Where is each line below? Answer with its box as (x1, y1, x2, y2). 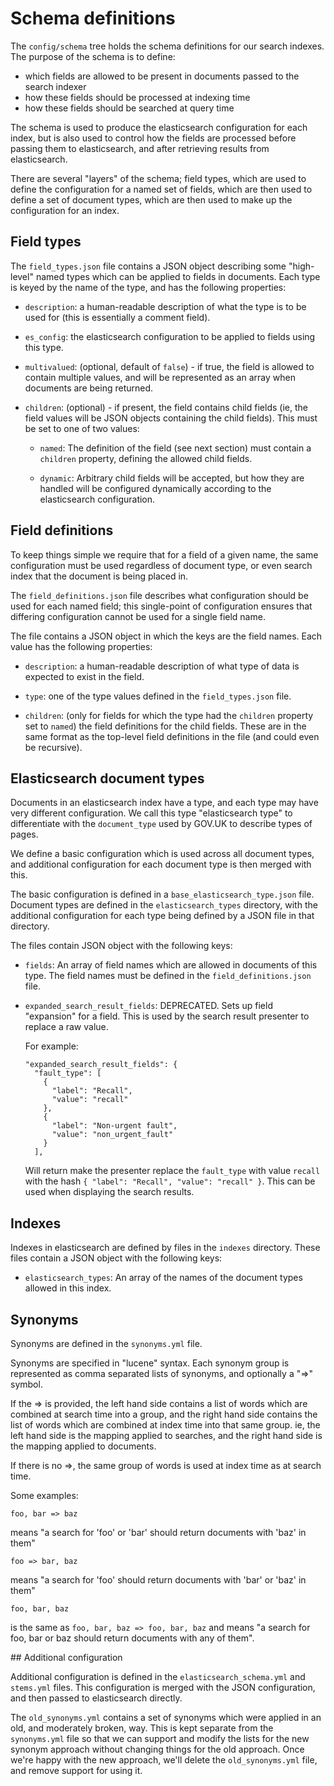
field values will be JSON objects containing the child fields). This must (24, 412, 318, 424)
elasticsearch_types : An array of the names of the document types (24, 1272, 303, 1284)
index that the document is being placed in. (10, 570, 189, 582)
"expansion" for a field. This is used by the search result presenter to (24, 1010, 310, 1022)
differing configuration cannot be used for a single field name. (10, 610, 266, 622)
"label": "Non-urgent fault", (51, 1121, 178, 1131)
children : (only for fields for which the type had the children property (24, 709, 314, 721)
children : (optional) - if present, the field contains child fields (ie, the (24, 401, 308, 413)
